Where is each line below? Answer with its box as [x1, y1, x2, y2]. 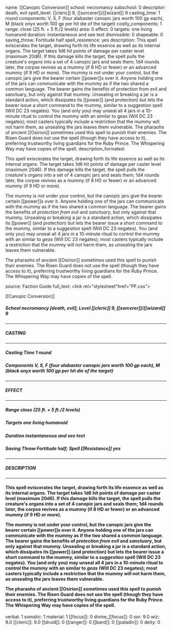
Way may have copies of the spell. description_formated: [5, 146, 125, 151]
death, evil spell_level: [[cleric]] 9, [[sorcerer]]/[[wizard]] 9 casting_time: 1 [5, 10, 160, 16]
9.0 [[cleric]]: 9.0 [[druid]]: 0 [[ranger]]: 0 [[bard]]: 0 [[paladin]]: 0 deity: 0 [5, 619, 160, 625]
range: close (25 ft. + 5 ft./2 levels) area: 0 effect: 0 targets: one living [5, 26, 153, 32]
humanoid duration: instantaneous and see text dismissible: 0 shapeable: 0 [5, 32, 163, 37]
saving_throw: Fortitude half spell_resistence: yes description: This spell [5, 37, 157, 43]
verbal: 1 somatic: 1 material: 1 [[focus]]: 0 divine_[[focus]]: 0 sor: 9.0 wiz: [5, 614, 160, 620]
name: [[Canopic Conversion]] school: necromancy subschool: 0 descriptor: [5, 5, 166, 10]
